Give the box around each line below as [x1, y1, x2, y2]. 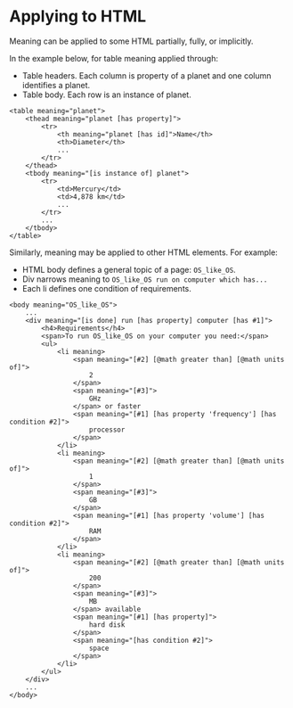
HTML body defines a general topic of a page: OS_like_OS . [21, 264, 236, 275]
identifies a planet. [21, 79, 91, 90]
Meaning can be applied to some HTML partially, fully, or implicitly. [9, 36, 254, 46]
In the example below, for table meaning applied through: [9, 53, 219, 63]
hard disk [88, 620, 126, 630]
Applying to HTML [9, 6, 147, 27]
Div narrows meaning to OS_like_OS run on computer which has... [21, 274, 268, 284]
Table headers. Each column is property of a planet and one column [21, 70, 272, 81]
